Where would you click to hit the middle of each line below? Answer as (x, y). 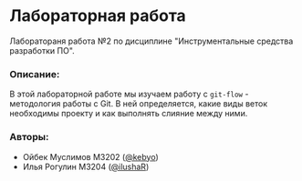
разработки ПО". (42, 50)
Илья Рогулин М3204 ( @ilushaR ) (86, 166)
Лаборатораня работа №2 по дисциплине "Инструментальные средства (151, 41)
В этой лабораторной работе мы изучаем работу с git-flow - (129, 94)
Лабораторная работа (98, 16)
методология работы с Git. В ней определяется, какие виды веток (139, 104)
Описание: (35, 74)
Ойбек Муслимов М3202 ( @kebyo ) (91, 156)
